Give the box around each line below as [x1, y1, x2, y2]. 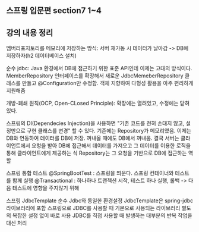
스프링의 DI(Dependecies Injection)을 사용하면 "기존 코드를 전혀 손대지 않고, [6, 120, 185, 127]
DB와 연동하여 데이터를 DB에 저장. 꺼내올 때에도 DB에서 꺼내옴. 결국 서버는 [6, 134, 179, 142]
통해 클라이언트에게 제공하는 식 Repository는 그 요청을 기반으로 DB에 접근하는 [6, 149, 187, 156]
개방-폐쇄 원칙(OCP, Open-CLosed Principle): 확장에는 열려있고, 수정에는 [6, 100, 179, 107]
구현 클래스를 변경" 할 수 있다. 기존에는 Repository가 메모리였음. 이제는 [26, 127, 192, 134]
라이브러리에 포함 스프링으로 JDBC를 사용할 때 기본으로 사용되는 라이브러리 [6, 205, 181, 212]
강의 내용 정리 [6, 27, 53, 37]
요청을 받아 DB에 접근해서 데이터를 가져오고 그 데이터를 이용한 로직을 [31, 142, 191, 149]
